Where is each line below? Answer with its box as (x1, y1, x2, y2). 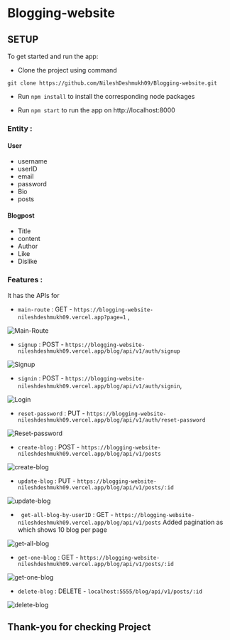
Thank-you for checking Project (7, 621, 151, 634)
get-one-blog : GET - (17, 553, 79, 561)
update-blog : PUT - (17, 476, 76, 485)
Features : (7, 275, 43, 285)
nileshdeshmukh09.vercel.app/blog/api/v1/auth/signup (17, 347, 180, 355)
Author (17, 242, 38, 250)
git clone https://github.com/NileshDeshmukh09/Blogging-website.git (7, 80, 218, 87)
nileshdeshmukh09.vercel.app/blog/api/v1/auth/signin (17, 383, 180, 390)
